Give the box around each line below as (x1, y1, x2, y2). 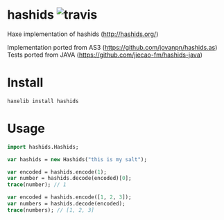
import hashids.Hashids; (7, 143, 79, 150)
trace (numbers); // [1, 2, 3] (7, 206, 95, 214)
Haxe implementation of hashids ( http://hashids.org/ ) (7, 30, 159, 38)
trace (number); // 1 (7, 181, 67, 188)
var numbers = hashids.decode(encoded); (7, 201, 126, 208)
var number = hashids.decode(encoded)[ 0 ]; (7, 175, 132, 182)
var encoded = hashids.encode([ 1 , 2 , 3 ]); (7, 194, 132, 201)
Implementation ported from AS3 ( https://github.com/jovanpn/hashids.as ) (7, 43, 218, 51)
